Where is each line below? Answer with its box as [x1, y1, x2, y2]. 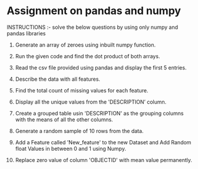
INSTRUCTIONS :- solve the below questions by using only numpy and [6, 24, 179, 31]
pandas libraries [6, 29, 46, 37]
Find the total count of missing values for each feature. [15, 87, 149, 94]
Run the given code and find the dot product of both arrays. [15, 52, 160, 59]
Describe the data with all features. [15, 75, 101, 82]
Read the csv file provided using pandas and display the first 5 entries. [15, 64, 187, 71]
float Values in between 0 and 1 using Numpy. [15, 145, 126, 152]
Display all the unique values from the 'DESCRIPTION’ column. [15, 98, 167, 105]
